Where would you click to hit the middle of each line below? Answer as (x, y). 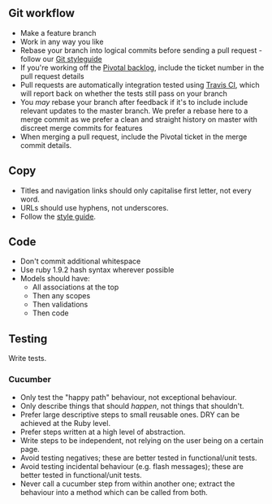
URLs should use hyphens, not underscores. (94, 207)
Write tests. (28, 358)
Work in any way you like (62, 41)
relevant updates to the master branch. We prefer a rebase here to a (134, 111)
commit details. (46, 145)
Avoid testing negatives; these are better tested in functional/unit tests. (138, 458)
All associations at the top (76, 287)
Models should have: (55, 279)
